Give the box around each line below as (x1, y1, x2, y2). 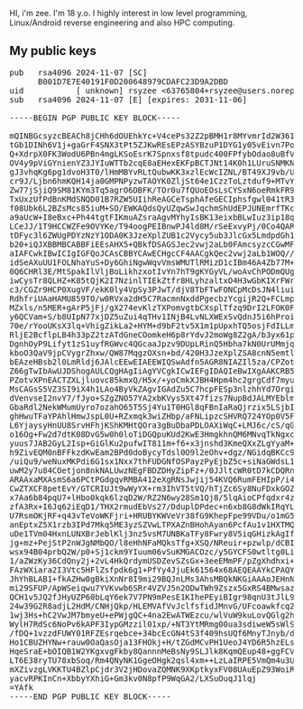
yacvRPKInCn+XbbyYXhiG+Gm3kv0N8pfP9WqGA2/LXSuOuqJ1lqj (9, 673, 257, 684)
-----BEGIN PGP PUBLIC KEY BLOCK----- (9, 112, 181, 123)
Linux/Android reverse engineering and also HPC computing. (9, 17, 235, 28)
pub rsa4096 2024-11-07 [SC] (9, 67, 148, 78)
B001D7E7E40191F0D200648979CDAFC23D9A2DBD (37, 76, 228, 87)
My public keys (9, 43, 96, 59)
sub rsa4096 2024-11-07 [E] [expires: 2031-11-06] (9, 94, 248, 105)
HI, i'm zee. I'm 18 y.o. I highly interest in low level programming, (9, 8, 248, 18)
